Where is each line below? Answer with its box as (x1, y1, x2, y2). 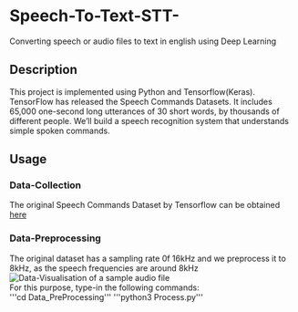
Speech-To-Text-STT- (9, 5, 180, 26)
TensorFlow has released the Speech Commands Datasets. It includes (9, 96, 273, 107)
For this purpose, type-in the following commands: (9, 282, 200, 293)
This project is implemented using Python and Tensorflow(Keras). (9, 86, 255, 97)
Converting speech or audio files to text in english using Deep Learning (9, 36, 277, 47)
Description (9, 62, 77, 78)
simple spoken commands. (9, 125, 111, 136)
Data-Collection (9, 179, 82, 192)
